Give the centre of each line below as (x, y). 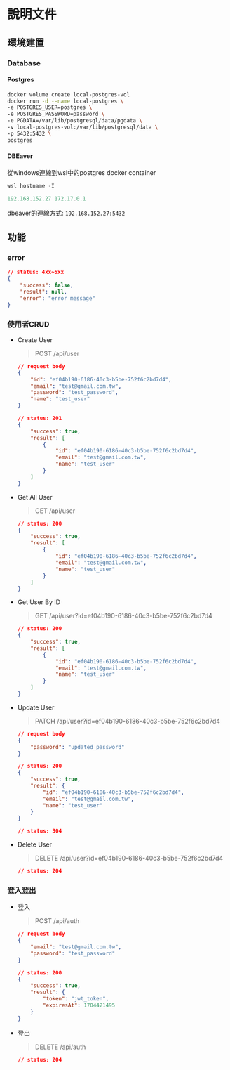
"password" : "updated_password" (77, 747)
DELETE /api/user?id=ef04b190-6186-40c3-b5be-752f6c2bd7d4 (129, 859)
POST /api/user (57, 353)
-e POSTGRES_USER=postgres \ (50, 107)
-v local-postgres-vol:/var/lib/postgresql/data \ (83, 127)
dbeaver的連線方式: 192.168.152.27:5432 (66, 213)
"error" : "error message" (58, 298)
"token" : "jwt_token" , (76, 999)
